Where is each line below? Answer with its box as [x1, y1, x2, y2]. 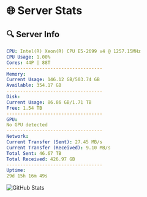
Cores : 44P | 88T [6, 59, 51, 66]
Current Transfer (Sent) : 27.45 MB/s [6, 139, 103, 145]
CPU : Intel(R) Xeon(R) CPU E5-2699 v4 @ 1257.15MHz [6, 48, 141, 54]
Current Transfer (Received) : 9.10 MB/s [6, 145, 111, 151]
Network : [6, 134, 29, 140]
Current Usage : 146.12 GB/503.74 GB [6, 77, 100, 83]
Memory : [6, 71, 26, 77]
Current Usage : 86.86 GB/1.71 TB [6, 99, 92, 106]
